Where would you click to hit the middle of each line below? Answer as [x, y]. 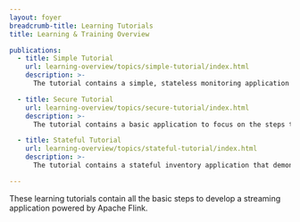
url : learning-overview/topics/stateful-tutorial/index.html [141, 149]
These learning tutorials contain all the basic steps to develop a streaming [145, 198]
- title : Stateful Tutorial [70, 140]
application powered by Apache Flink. [79, 208]
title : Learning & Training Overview [79, 34]
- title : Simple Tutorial [66, 59]
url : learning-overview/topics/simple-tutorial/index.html [137, 67]
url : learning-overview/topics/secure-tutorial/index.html [137, 108]
